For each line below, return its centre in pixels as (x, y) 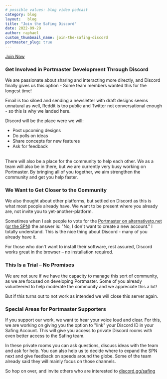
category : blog (21, 14)
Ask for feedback (30, 146)
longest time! (19, 91)
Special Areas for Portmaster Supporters (56, 309)
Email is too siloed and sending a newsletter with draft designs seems (77, 101)
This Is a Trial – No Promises (40, 265)
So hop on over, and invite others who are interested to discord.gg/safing (80, 371)
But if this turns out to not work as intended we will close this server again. (82, 296)
